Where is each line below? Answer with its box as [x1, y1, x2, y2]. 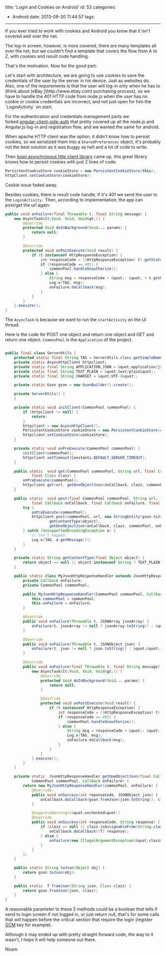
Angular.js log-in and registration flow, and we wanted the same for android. [5, 124, 160, 130]
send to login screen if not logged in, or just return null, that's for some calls [5, 912, 160, 917]
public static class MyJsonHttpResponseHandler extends [14, 574, 132, 579]
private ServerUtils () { [14, 391, 65, 397]
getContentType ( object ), [49, 519, 100, 524]
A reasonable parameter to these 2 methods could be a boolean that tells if [5, 906, 158, 912]
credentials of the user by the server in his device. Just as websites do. [5, 78, 150, 83]
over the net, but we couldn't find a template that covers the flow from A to [5, 48, 157, 54]
